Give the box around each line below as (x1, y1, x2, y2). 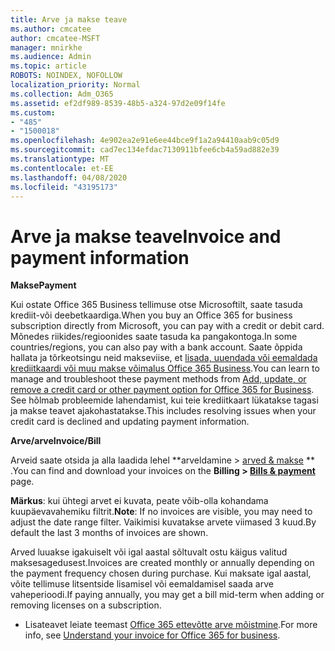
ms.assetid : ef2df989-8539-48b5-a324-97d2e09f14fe (10, 98, 226, 108)
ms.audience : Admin (10, 52, 92, 62)
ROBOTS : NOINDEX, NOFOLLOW (10, 71, 123, 81)
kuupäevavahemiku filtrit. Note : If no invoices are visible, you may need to (10, 506, 313, 518)
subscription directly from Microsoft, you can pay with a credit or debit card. (10, 320, 325, 332)
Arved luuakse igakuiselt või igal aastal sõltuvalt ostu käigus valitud (10, 546, 288, 558)
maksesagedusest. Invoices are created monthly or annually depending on (10, 557, 315, 569)
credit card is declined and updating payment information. (10, 416, 250, 428)
